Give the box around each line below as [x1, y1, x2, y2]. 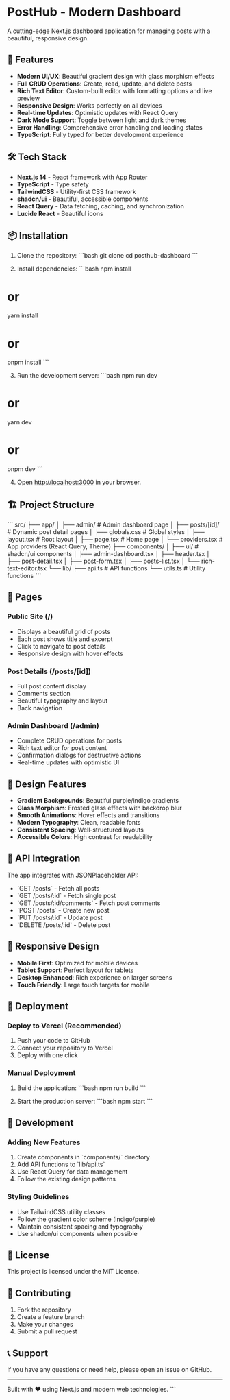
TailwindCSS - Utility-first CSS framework [16, 187, 136, 195]
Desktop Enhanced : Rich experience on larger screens [16, 973, 172, 981]
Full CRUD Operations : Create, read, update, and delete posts [16, 80, 192, 88]
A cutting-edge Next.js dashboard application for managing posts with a [7, 27, 211, 35]
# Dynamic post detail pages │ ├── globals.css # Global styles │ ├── [7, 527, 205, 535]
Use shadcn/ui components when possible [16, 1229, 138, 1238]
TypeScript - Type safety [16, 180, 89, 189]
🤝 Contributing [7, 1287, 71, 1299]
